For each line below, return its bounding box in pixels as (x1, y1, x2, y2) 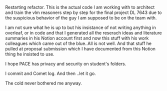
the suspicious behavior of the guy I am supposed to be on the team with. (5, 15, 157, 20)
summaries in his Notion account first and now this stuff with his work (5, 35, 149, 41)
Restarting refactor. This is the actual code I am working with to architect (5, 4, 155, 10)
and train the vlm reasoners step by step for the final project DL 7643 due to (5, 9, 162, 15)
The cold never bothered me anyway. (5, 80, 82, 86)
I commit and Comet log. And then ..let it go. (5, 70, 96, 76)
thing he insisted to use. (5, 51, 55, 57)
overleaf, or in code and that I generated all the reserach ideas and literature (5, 30, 162, 35)
